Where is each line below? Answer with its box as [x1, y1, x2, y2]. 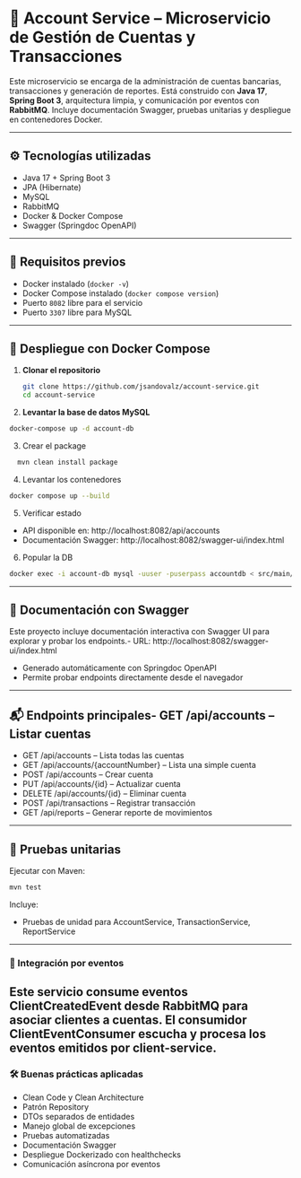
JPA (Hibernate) [21, 181, 82, 192]
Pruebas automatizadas [21, 1130, 110, 1140]
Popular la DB [21, 552, 73, 563]
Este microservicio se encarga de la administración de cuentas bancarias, [9, 75, 282, 86]
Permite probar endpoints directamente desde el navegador [21, 672, 244, 683]
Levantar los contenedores [21, 474, 122, 484]
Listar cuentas [9, 726, 91, 741]
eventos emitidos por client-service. [9, 1041, 218, 1056]
